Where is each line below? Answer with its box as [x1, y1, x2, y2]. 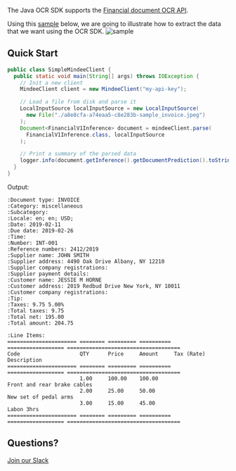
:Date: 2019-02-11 [7, 221, 61, 228]
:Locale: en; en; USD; [7, 215, 74, 222]
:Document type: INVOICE [7, 196, 80, 203]
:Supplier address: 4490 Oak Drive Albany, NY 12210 [7, 258, 165, 265]
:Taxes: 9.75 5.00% [7, 301, 65, 308]
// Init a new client [20, 79, 83, 87]
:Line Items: [7, 332, 46, 339]
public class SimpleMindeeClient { [7, 66, 112, 73]
